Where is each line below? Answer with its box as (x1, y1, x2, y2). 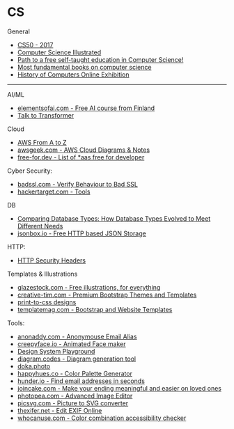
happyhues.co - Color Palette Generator (17, 369, 132, 377)
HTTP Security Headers (17, 256, 86, 265)
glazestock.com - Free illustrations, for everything (17, 283, 161, 291)
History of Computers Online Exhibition (17, 70, 130, 79)
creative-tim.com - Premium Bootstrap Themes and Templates (17, 290, 197, 299)
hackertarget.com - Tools (17, 187, 91, 196)
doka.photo (17, 361, 51, 370)
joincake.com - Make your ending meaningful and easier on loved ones (17, 384, 221, 392)
